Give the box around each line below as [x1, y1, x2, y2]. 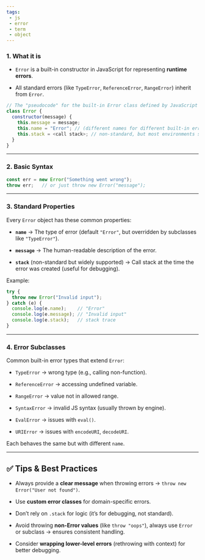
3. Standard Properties [6, 203, 75, 211]
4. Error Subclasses [6, 343, 66, 351]
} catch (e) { [6, 300, 43, 306]
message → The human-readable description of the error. [15, 246, 157, 254]
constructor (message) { [12, 114, 72, 120]
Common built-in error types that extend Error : [6, 357, 125, 364]
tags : [6, 9, 20, 15]
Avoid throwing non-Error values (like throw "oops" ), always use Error [15, 521, 193, 529]
